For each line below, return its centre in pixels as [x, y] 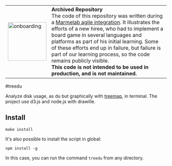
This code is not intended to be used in [100, 67]
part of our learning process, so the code [101, 54]
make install [19, 129]
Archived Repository [77, 9]
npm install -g [21, 148]
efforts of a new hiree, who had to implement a [107, 29]
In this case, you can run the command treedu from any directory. [74, 158]
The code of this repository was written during [107, 16]
